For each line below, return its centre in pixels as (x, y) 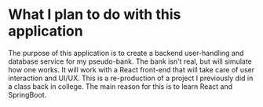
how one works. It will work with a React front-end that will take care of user (131, 69)
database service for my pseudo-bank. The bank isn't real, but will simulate (130, 61)
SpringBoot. (27, 94)
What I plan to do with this (95, 15)
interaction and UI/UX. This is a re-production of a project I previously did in (131, 78)
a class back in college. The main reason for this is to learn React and (121, 86)
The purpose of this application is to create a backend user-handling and (126, 53)
